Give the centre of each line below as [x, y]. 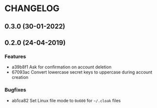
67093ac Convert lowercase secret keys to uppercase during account [82, 72]
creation [20, 77]
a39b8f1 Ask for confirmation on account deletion [61, 67]
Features [15, 56]
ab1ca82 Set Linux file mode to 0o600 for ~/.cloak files [66, 100]
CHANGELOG [32, 8]
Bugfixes [15, 90]
